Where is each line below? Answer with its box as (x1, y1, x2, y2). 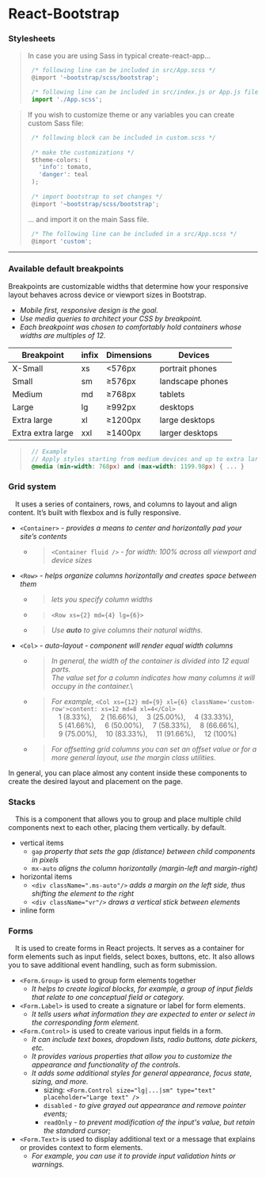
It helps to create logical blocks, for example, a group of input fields (31, 984, 253, 994)
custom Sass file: (27, 118, 85, 128)
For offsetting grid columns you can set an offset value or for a (51, 744, 257, 754)
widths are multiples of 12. (19, 330, 106, 340)
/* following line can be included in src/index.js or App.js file (31, 88, 259, 96)
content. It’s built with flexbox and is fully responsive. (8, 507, 181, 517)
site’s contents (19, 531, 67, 540)
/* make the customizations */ (31, 148, 135, 156)
